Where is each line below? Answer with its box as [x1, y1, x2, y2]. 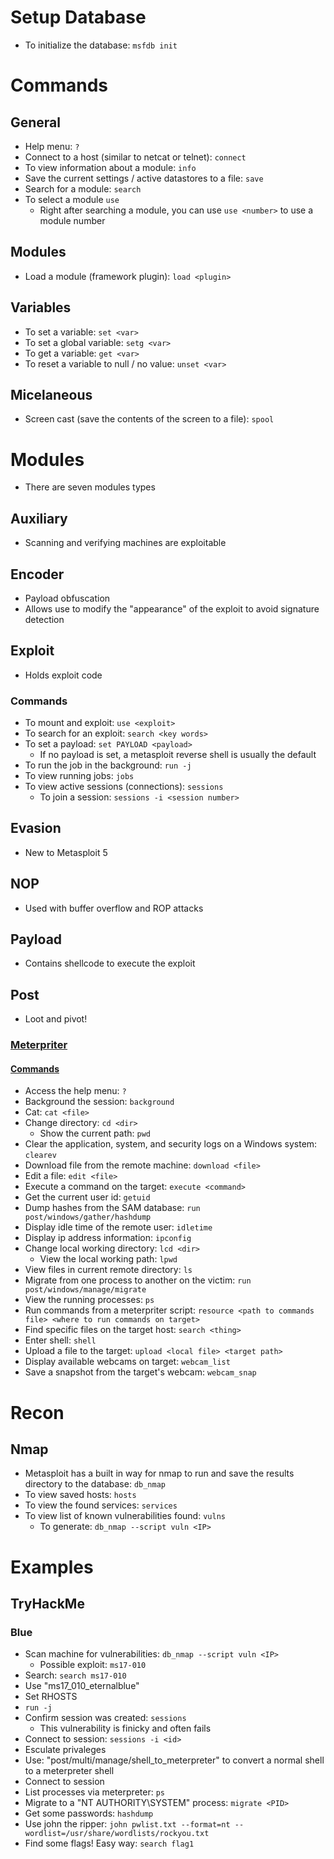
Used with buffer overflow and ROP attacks [24, 902, 204, 914]
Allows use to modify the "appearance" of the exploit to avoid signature [24, 602, 320, 615]
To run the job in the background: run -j [24, 759, 192, 771]
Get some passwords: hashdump [24, 1807, 154, 1820]
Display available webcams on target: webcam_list [24, 1356, 231, 1368]
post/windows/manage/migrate [24, 1285, 147, 1295]
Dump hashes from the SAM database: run [24, 1202, 201, 1214]
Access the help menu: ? [24, 1085, 127, 1097]
